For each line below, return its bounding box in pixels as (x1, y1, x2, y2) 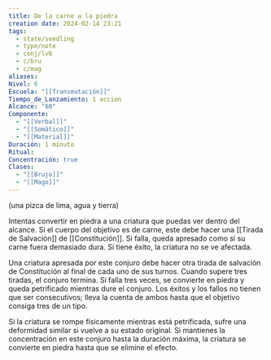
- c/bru (15, 58, 42, 66)
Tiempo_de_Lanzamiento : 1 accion (8, 95, 122, 103)
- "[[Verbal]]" (15, 118, 68, 126)
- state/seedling (15, 34, 75, 43)
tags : (8, 27, 27, 35)
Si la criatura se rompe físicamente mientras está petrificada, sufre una (8, 316, 247, 326)
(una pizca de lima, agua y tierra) (8, 200, 120, 210)
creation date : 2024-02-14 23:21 (8, 20, 122, 28)
